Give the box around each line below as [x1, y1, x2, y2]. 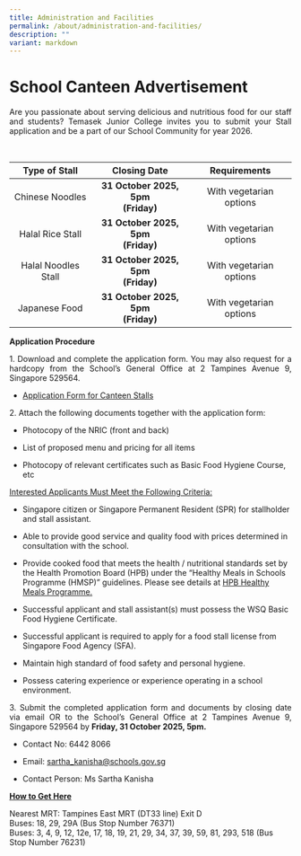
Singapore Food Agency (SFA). [21, 640, 137, 651]
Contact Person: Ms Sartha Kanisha [21, 773, 154, 784]
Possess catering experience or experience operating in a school [21, 675, 262, 686]
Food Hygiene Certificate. [21, 613, 118, 624]
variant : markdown [9, 38, 78, 48]
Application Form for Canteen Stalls [21, 390, 154, 401]
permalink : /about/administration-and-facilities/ [9, 22, 202, 31]
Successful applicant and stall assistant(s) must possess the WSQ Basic [21, 604, 289, 615]
